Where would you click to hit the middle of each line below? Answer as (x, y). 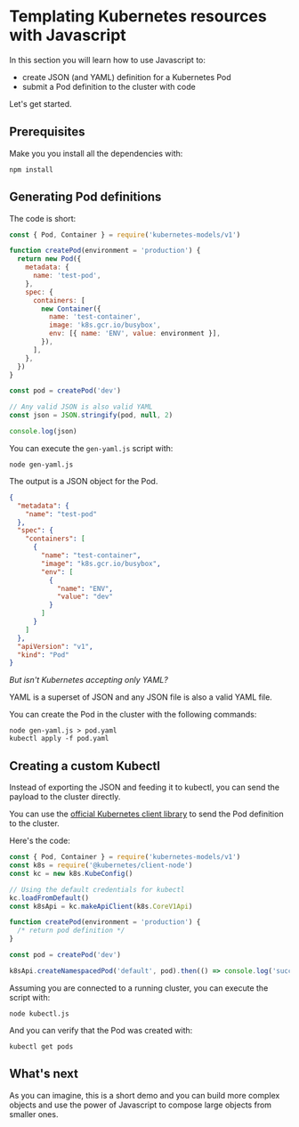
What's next (44, 1074)
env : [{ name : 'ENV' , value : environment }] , (134, 334)
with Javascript (68, 35)
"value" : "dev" (85, 597)
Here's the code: (40, 841)
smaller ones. (34, 1114)
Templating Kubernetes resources (138, 16)
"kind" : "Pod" (43, 655)
